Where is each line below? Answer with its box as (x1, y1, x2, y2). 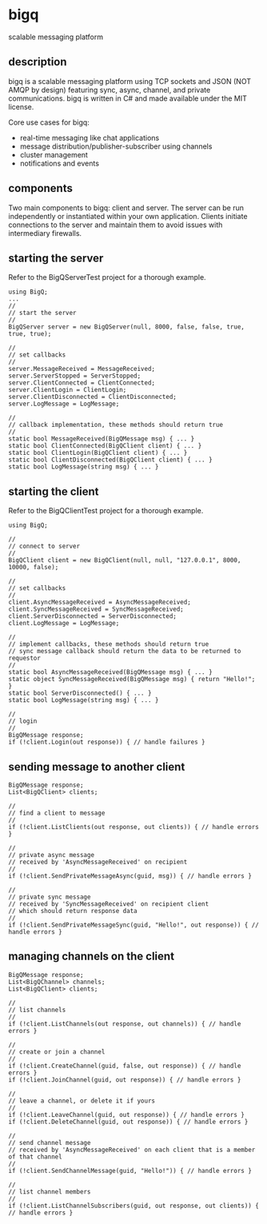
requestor (8, 654, 42, 663)
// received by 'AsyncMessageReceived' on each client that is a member (8, 1146, 256, 1154)
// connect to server (8, 542, 81, 551)
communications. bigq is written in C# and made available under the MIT (8, 94, 248, 103)
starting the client (8, 484, 99, 498)
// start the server (8, 309, 78, 317)
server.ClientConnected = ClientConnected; (8, 379, 156, 387)
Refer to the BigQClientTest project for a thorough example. (8, 506, 204, 516)
